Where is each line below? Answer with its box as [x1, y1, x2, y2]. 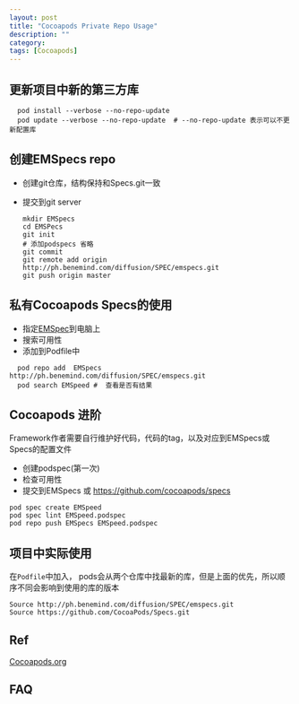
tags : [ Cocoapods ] [9, 47, 78, 56]
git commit [21, 248, 64, 256]
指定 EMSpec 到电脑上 [21, 323, 101, 334]
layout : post [9, 13, 58, 22]
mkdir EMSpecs [21, 214, 75, 223]
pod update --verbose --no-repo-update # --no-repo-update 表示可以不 [17, 116, 284, 125]
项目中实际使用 [9, 545, 92, 561]
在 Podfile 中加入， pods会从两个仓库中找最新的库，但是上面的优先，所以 [9, 571, 278, 582]
